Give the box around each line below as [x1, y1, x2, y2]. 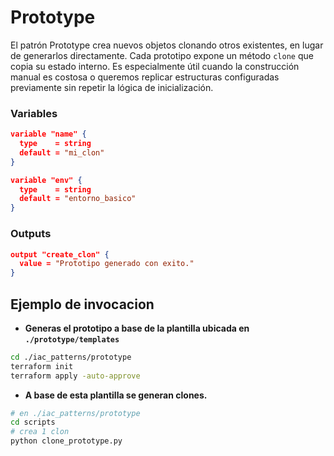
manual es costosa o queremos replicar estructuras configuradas [10, 71, 280, 83]
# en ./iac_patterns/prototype [10, 408, 141, 418]
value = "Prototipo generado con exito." [19, 259, 195, 269]
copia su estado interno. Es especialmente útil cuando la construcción [10, 60, 300, 72]
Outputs [10, 227, 52, 241]
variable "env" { [10, 175, 83, 185]
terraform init [10, 361, 74, 371]
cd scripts [10, 417, 56, 428]
